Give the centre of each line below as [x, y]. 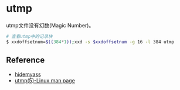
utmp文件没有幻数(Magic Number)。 [50, 25]
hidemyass [28, 74]
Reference [26, 60]
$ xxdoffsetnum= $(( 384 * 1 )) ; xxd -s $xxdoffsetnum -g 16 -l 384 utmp [90, 42]
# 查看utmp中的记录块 [29, 36]
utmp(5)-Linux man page [45, 80]
